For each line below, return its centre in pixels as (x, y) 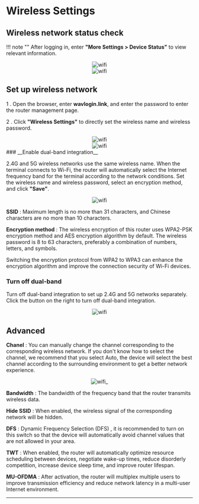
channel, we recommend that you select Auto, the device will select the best (99, 357)
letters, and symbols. (32, 248)
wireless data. (23, 399)
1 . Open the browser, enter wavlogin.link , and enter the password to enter (97, 104)
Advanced (26, 331)
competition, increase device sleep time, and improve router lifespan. (91, 465)
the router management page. (43, 110)
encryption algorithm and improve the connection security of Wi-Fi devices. (99, 266)
